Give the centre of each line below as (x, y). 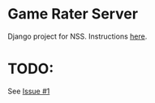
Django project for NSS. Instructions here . (77, 36)
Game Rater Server (73, 14)
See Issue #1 (29, 91)
